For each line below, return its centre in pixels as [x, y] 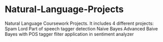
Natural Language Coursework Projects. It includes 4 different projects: [79, 23]
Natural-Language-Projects [64, 9]
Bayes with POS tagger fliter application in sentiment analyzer [69, 34]
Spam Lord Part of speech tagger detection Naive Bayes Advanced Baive [81, 28]
